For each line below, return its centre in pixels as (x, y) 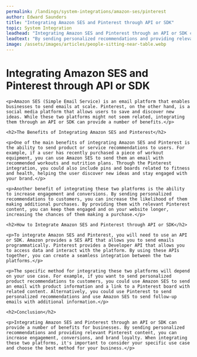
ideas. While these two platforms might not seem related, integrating (95, 117)
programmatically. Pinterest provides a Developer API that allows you (95, 245)
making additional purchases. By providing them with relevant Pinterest (98, 204)
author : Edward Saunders (36, 17)
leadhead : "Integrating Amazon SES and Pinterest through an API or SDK (97, 33)
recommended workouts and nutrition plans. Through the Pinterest (89, 163)
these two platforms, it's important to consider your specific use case (98, 343)
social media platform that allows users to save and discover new (90, 112)
